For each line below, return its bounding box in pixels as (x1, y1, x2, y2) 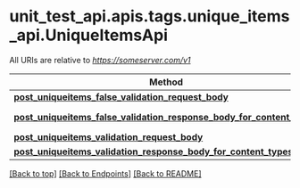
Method (148, 76, 184, 88)
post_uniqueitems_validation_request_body (13, 131, 204, 143)
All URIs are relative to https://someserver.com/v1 (9, 54, 191, 65)
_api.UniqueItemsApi (9, 25, 168, 45)
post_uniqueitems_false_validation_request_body (13, 91, 229, 103)
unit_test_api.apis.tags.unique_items (9, 6, 290, 27)
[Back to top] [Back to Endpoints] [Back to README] (9, 168, 203, 179)
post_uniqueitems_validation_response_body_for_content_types (13, 145, 294, 158)
